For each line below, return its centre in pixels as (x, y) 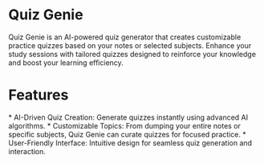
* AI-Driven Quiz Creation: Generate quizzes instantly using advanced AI (128, 117)
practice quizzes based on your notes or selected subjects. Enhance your (130, 45)
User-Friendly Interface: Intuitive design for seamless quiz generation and (130, 143)
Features (39, 95)
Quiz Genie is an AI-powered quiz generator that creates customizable (125, 37)
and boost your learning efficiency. (66, 63)
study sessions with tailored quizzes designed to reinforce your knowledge (132, 54)
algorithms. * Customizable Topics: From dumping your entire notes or (124, 125)
